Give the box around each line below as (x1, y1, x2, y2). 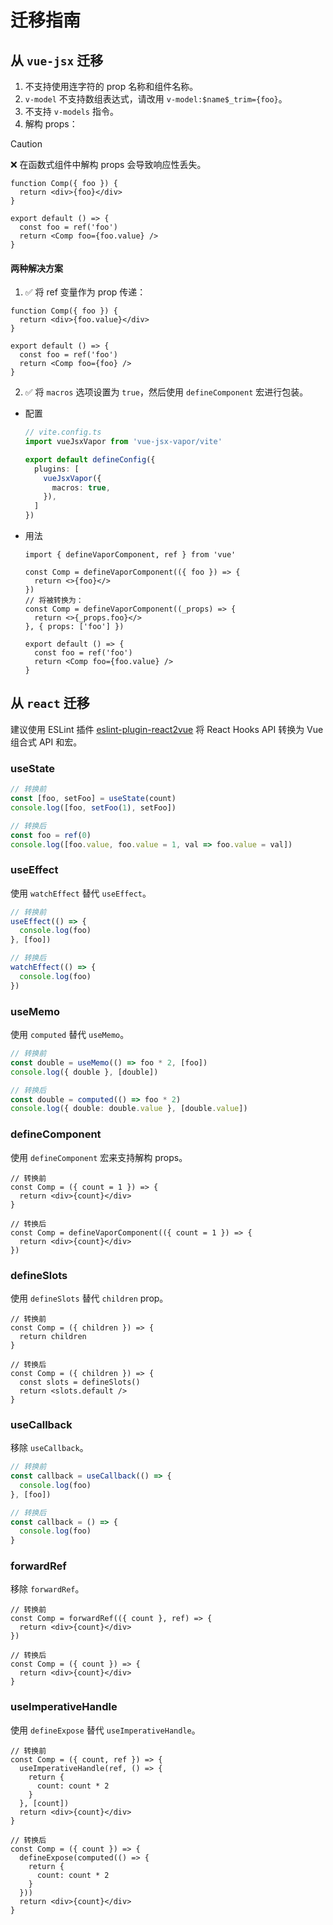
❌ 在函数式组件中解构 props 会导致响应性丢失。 (10, 159, 207, 170)
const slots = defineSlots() (19, 1377, 141, 1387)
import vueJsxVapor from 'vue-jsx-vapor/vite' (24, 437, 223, 447)
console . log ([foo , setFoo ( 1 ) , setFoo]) (10, 802, 177, 813)
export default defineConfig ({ (24, 454, 156, 465)
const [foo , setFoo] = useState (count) (10, 794, 177, 804)
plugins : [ (34, 464, 80, 474)
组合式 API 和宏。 (10, 736, 83, 748)
